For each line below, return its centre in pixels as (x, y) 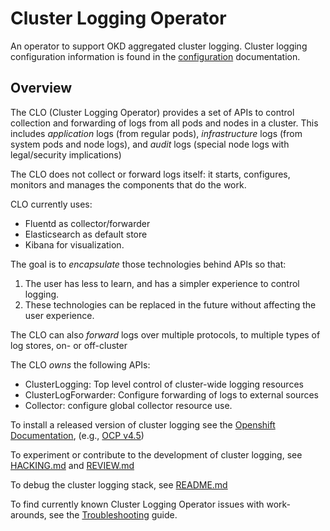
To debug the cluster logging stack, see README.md (119, 484)
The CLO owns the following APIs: (80, 364)
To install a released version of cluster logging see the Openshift (143, 424)
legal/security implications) (66, 154)
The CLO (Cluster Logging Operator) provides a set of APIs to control (152, 112)
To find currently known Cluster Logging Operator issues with (137, 504)
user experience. (59, 315)
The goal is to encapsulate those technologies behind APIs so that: (148, 264)
